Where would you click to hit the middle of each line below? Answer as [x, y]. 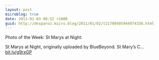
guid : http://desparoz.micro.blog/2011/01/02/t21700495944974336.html [80, 23]
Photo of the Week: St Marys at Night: [44, 37]
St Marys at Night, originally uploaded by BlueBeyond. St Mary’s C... [75, 47]
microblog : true [22, 14]
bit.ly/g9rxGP [19, 52]
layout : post [19, 10]
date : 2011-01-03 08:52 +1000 [37, 19]
